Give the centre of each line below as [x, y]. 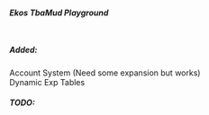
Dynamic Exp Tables [47, 82]
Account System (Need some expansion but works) [105, 73]
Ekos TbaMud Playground [59, 13]
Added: [23, 50]
